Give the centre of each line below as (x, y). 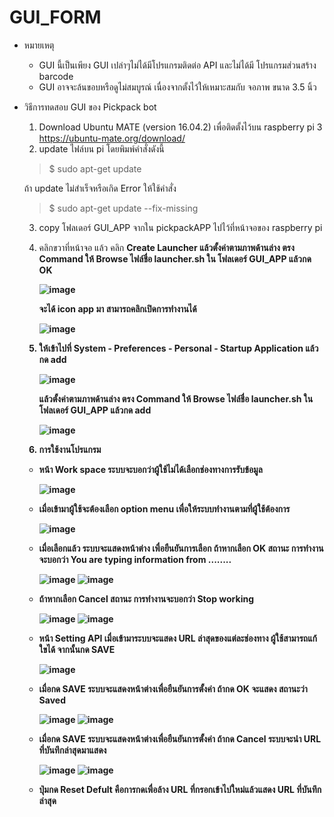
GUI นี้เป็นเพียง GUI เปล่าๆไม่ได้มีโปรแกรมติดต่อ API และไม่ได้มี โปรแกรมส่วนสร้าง (177, 65)
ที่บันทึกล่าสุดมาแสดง (72, 750)
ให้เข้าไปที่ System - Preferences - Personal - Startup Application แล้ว (178, 348)
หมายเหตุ (39, 45)
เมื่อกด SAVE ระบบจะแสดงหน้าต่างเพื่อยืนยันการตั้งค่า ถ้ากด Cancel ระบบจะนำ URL (180, 738)
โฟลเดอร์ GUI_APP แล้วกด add (95, 410)
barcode (56, 76)
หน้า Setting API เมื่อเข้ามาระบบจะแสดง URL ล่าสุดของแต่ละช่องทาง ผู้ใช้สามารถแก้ (177, 638)
